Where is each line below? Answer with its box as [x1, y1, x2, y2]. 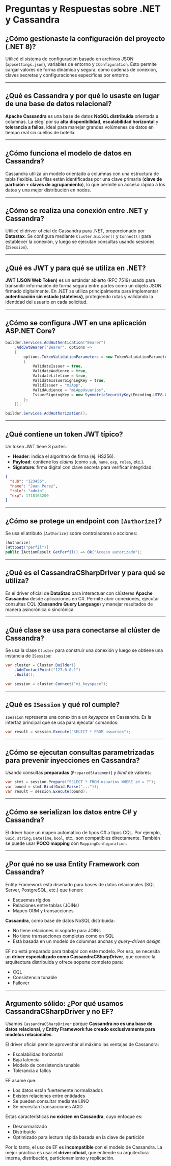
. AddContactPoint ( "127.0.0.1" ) [14, 667, 81, 673]
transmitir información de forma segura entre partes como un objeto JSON [5, 283, 162, 289]
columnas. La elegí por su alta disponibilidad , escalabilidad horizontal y [5, 118, 159, 125]
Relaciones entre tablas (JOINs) [12, 902, 79, 908]
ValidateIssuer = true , [32, 363, 83, 369]
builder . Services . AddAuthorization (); [5, 411, 88, 416]
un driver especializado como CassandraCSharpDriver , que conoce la [5, 953, 156, 960]
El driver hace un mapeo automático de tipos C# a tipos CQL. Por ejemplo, [5, 829, 161, 835]
